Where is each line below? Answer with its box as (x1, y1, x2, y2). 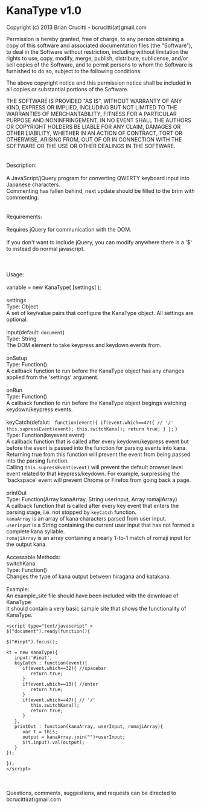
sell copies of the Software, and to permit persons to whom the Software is (6, 61, 193, 68)
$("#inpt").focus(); (6, 638, 59, 645)
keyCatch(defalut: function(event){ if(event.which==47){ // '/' (6, 418, 174, 426)
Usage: (6, 270, 24, 278)
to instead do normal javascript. (6, 245, 85, 252)
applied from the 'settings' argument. (6, 373, 98, 381)
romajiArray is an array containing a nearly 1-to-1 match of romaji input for (6, 534, 191, 541)
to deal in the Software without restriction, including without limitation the (6, 48, 188, 55)
